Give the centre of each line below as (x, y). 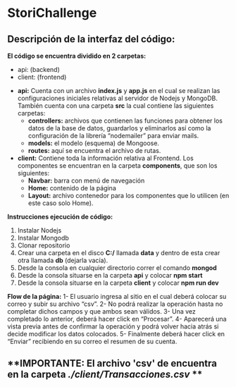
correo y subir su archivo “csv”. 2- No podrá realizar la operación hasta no (115, 304)
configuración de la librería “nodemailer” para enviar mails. (113, 136)
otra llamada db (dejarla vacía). (63, 260)
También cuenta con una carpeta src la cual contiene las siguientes (116, 106)
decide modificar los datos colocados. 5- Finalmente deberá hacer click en (116, 334)
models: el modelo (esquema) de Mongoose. (94, 143)
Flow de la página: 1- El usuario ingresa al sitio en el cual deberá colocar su (117, 296)
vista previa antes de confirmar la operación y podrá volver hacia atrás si (113, 326)
